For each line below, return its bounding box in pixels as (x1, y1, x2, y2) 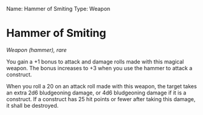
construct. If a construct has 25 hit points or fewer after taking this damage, (6, 95, 196, 102)
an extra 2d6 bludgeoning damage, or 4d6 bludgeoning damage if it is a (6, 89, 187, 96)
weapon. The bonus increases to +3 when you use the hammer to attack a (6, 64, 193, 71)
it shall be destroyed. (6, 102, 59, 109)
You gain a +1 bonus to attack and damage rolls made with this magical (6, 57, 184, 65)
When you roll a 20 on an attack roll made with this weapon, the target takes (6, 82, 198, 90)
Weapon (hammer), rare (6, 46, 67, 53)
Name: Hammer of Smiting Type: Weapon (6, 5, 111, 12)
